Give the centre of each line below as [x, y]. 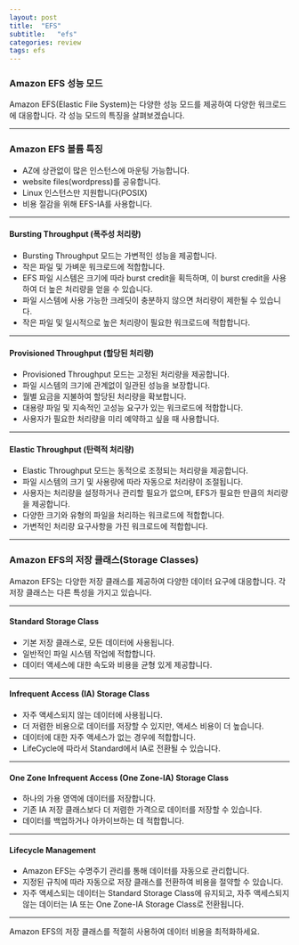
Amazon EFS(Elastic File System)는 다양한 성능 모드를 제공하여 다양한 [133, 104]
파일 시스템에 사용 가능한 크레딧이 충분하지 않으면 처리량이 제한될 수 [140, 300]
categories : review [45, 42]
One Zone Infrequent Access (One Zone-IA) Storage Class [119, 778]
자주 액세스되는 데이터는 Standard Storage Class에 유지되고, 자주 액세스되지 [156, 893]
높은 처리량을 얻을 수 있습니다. [101, 289]
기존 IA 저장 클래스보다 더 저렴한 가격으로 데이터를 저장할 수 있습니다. [142, 810]
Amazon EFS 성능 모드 [56, 84]
